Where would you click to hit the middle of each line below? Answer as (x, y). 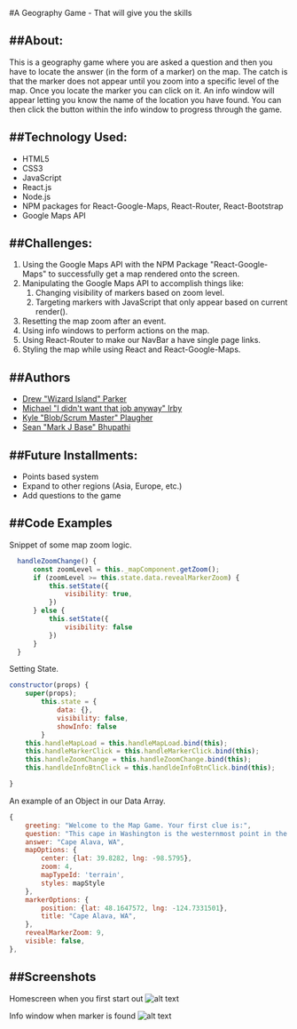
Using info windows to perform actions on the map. (116, 331)
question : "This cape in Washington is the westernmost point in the (156, 834)
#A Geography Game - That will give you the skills (101, 13)
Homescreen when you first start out (76, 998)
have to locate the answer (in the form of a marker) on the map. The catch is (148, 71)
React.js (37, 187)
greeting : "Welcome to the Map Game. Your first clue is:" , (138, 826)
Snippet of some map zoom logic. (71, 545)
